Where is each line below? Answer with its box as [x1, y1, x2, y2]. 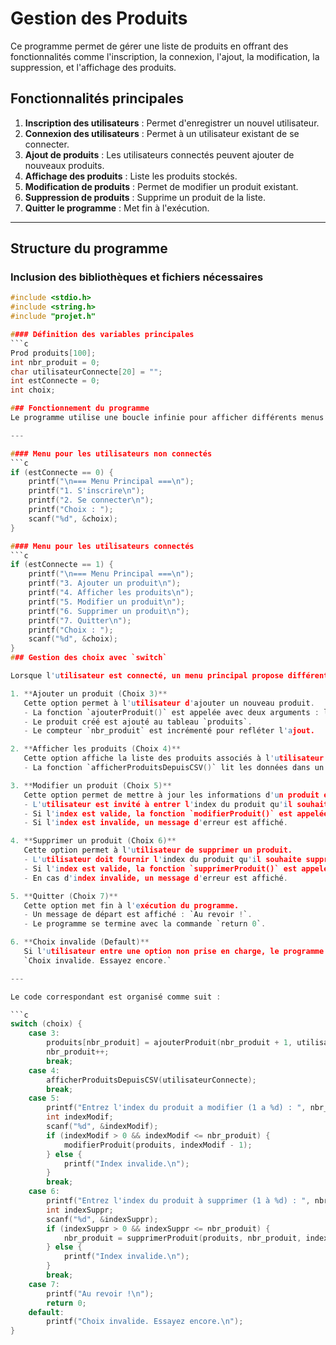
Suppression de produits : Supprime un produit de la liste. [24, 191, 266, 203]
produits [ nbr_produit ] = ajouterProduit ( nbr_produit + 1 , [46, 1038, 293, 1048]
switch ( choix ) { [10, 1019, 83, 1029]
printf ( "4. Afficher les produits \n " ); [28, 588, 195, 598]
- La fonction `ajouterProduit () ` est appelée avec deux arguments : [23, 707, 320, 717]
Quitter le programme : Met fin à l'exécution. [24, 202, 210, 214]
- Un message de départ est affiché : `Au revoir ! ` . [23, 910, 253, 920]
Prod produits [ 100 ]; [10, 348, 97, 358]
